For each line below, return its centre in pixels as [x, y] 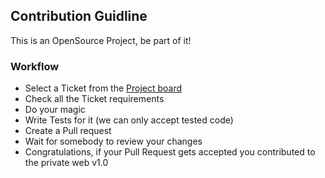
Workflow [35, 66]
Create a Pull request [68, 131]
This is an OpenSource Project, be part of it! [101, 40]
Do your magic [55, 110]
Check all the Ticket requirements [94, 99]
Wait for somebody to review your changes [113, 141]
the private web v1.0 [66, 163]
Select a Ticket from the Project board [103, 88]
